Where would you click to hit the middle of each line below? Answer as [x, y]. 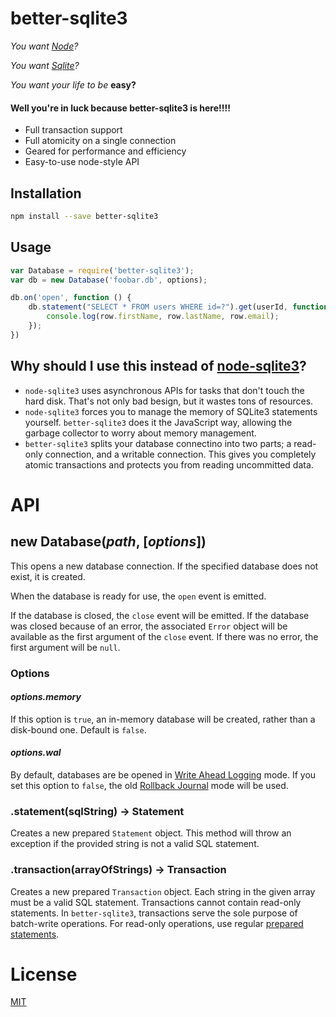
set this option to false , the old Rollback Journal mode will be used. [149, 785]
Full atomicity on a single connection [100, 141]
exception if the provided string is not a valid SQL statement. [135, 844]
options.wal [36, 753]
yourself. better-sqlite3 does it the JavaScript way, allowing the [158, 422]
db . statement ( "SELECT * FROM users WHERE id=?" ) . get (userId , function [178, 307]
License [44, 974]
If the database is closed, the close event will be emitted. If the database [160, 615]
